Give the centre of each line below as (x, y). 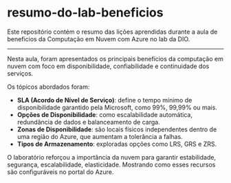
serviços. (20, 73)
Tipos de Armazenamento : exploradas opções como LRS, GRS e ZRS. (117, 144)
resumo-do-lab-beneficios (85, 13)
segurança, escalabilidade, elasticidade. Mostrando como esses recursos (111, 164)
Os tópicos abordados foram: (48, 87)
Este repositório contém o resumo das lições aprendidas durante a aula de (112, 32)
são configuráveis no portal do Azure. (60, 172)
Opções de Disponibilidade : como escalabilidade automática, (104, 114)
